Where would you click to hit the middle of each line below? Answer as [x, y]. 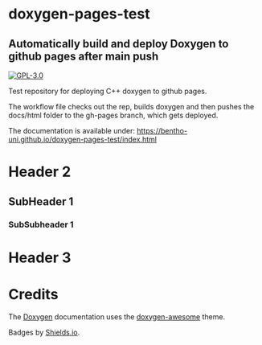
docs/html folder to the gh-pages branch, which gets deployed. [113, 115]
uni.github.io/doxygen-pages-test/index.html [82, 139]
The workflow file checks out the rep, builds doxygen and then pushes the [131, 107]
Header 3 [40, 257]
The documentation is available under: [72, 131]
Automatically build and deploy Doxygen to [119, 44]
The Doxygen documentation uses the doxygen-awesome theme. [117, 316]
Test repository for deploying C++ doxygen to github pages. [108, 91]
